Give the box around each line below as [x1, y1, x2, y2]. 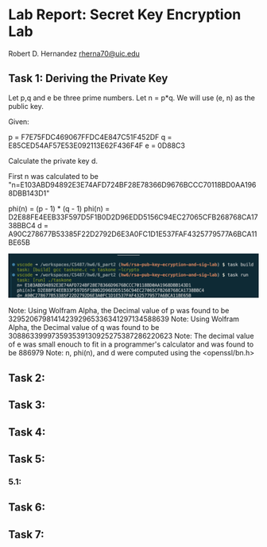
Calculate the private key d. [8, 156, 98, 165]
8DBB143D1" [8, 188, 50, 198]
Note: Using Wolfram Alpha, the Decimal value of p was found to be [8, 306, 230, 316]
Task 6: [8, 501, 46, 514]
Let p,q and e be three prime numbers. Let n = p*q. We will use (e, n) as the [8, 93, 256, 103]
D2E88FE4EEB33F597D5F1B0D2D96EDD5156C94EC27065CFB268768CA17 [8, 212, 258, 222]
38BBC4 [8, 220, 36, 230]
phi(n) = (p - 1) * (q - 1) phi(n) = [8, 204, 110, 213]
